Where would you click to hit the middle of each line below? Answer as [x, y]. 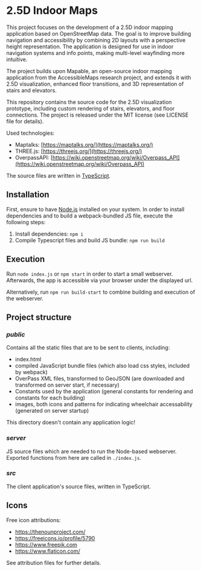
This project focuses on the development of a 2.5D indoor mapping [90, 27]
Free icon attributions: [33, 520]
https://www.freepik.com [46, 544]
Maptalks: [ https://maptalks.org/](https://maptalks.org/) [84, 144]
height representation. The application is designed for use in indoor [90, 47]
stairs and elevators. [32, 90]
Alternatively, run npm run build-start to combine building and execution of [101, 292]
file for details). [25, 121]
